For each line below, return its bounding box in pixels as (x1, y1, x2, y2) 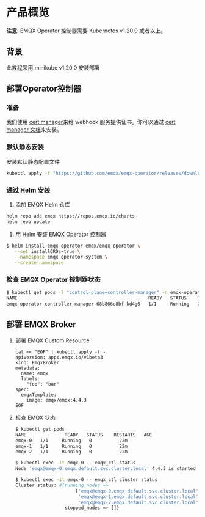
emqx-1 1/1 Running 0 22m (15, 443, 128, 449)
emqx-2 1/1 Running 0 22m (15, 449, 128, 455)
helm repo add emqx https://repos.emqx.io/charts (6, 213, 135, 219)
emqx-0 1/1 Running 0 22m (15, 438, 128, 444)
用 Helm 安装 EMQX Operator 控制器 (15, 230, 107, 238)
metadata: (15, 365, 41, 371)
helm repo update (6, 218, 51, 225)
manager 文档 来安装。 (6, 126, 63, 133)
